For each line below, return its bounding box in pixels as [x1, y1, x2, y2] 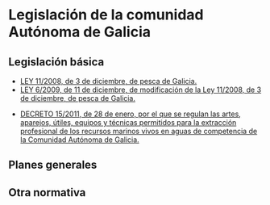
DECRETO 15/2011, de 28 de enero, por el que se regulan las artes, [19, 109, 242, 119]
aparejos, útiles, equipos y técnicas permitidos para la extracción [19, 118, 237, 127]
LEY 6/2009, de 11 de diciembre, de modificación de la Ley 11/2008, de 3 [19, 85, 262, 94]
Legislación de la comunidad [8, 6, 204, 24]
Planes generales [8, 158, 98, 172]
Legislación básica [8, 55, 105, 69]
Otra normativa [8, 186, 86, 199]
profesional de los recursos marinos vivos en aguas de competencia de [19, 127, 258, 136]
